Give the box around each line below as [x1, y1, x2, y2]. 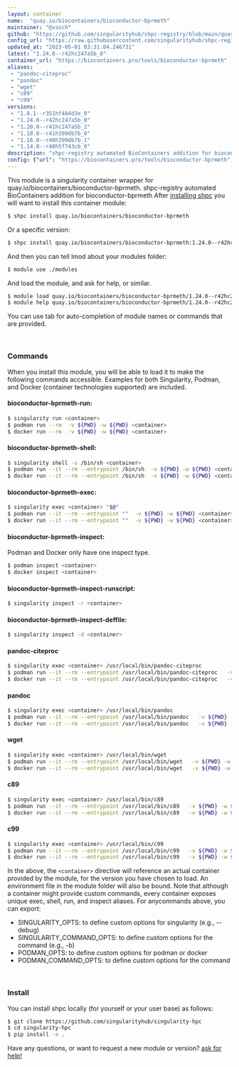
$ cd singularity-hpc [7, 1024, 72, 1031]
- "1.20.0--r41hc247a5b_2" [10, 123, 91, 131]
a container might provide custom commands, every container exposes [7, 889, 216, 898]
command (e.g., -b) [17, 941, 75, 949]
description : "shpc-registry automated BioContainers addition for [7, 150, 212, 157]
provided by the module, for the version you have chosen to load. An [7, 874, 208, 883]
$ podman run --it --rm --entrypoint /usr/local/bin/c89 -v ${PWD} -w [7, 802, 228, 810]
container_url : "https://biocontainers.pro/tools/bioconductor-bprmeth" [7, 57, 228, 64]
